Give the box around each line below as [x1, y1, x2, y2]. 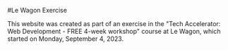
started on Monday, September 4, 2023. [7, 35, 124, 43]
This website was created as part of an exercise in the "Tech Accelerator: [7, 20, 221, 27]
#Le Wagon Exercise [7, 6, 67, 14]
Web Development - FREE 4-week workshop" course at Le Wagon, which [7, 27, 221, 35]
